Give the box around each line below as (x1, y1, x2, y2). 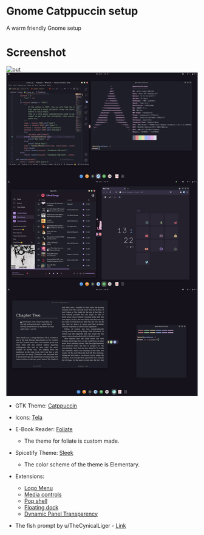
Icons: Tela (15, 414, 42, 421)
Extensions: (15, 472, 44, 480)
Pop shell (24, 497, 47, 505)
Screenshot (6, 46, 66, 60)
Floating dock (24, 503, 59, 511)
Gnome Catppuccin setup (6, 4, 138, 18)
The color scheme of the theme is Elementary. (24, 460, 140, 468)
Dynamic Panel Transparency (24, 510, 98, 517)
